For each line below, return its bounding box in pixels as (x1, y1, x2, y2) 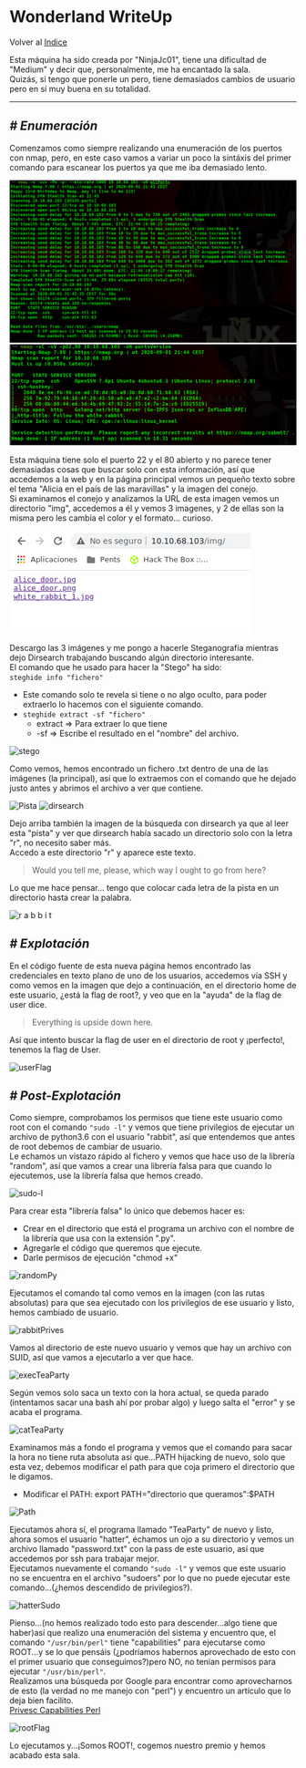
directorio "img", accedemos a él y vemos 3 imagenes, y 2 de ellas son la (9, 502, 284, 513)
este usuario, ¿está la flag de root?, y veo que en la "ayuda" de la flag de (9, 989, 282, 1000)
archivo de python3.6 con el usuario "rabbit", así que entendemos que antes (9, 1132, 296, 1142)
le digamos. (9, 1471, 53, 1483)
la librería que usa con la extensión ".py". (22, 1233, 176, 1244)
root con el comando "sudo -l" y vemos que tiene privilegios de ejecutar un (9, 1122, 295, 1132)
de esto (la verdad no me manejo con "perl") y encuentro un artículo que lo (9, 1685, 291, 1697)
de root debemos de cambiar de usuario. (9, 1142, 163, 1153)
